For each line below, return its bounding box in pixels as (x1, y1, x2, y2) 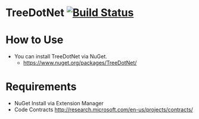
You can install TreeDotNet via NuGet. (14, 53, 108, 60)
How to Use (5, 33, 64, 47)
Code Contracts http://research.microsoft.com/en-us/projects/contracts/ (14, 106, 193, 113)
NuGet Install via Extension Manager (14, 100, 104, 107)
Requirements (5, 80, 77, 93)
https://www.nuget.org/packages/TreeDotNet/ (23, 59, 137, 67)
